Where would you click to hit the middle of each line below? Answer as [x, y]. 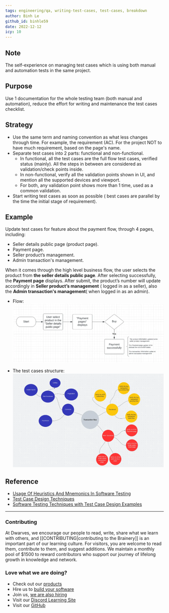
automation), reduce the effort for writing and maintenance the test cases [81, 104]
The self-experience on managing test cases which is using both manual [80, 65]
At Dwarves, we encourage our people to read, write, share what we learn [82, 533]
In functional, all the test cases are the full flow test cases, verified [89, 158]
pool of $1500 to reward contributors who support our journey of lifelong [80, 555]
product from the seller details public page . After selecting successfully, [81, 276]
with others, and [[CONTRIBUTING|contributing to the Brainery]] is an [77, 538]
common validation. [40, 190]
